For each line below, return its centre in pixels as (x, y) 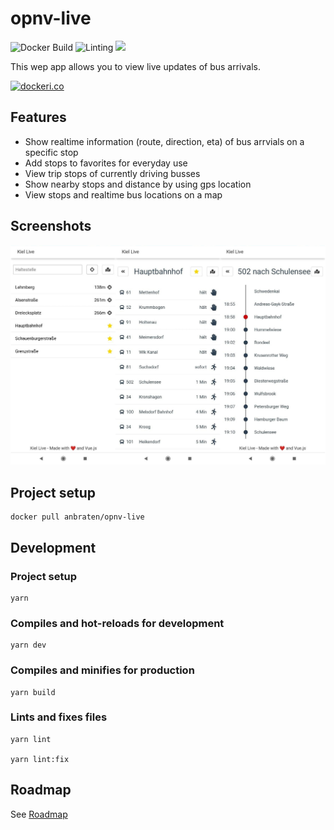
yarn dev (28, 645)
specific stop (51, 152)
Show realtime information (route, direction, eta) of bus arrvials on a (164, 141)
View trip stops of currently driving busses (112, 173)
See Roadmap (39, 814)
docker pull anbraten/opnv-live (77, 517)
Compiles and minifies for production (102, 670)
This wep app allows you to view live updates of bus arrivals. (135, 66)
